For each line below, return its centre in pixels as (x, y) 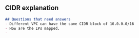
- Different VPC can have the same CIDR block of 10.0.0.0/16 (69, 24)
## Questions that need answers (38, 19)
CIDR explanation (32, 8)
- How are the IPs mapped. (32, 28)
